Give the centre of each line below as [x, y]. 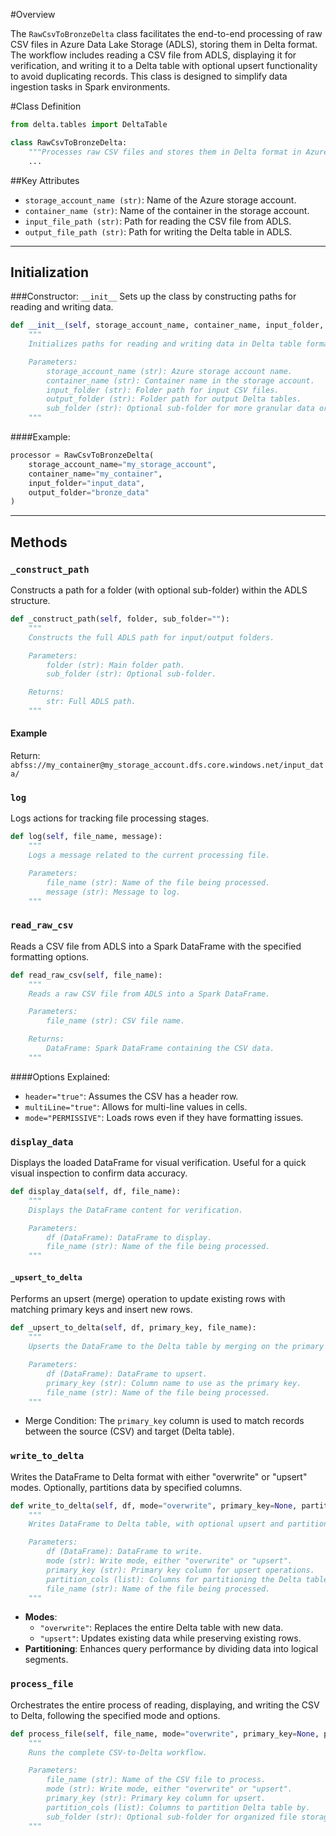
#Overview [33, 14]
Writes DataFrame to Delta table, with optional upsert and [156, 1524]
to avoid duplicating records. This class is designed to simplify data [149, 76]
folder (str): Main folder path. [116, 665]
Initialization [50, 272]
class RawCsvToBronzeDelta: [69, 142]
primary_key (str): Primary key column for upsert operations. [180, 1570]
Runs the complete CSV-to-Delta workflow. [118, 1752]
